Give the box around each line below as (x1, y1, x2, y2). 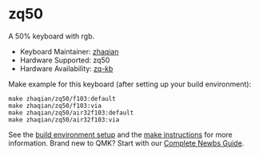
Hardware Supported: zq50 (19, 55, 110, 65)
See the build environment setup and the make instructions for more (8, 130, 233, 139)
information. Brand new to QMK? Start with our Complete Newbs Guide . (8, 138, 245, 148)
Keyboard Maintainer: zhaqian (19, 46, 119, 56)
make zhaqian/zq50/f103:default (8, 94, 116, 102)
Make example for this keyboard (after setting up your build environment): (8, 79, 252, 89)
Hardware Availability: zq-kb (19, 63, 114, 73)
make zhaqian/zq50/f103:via (8, 102, 102, 110)
